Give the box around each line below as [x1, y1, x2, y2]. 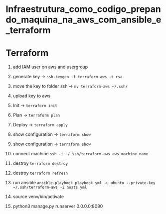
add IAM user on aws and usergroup [12, 64, 88, 70]
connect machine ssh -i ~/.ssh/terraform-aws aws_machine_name [12, 151, 149, 157]
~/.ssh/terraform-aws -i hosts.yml [12, 185, 87, 190]
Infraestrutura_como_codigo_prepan [5, 3, 161, 15]
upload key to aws [12, 93, 51, 99]
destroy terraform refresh [12, 170, 68, 176]
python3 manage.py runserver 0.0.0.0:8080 [12, 203, 103, 210]
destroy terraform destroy [12, 160, 68, 166]
